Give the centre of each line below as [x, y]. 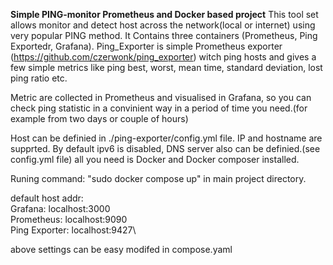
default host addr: [47, 198]
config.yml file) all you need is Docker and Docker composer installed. [155, 159]
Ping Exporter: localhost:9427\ [73, 230]
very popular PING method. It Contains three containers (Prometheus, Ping [164, 35]
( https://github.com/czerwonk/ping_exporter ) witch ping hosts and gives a [163, 57]
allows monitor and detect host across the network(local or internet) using [163, 25]
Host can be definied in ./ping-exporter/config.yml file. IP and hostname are [166, 138]
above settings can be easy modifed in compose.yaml [121, 249]
